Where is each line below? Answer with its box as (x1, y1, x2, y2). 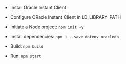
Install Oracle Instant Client (10, 5, 67, 10)
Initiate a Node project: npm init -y (10, 24, 84, 30)
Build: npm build (10, 43, 44, 49)
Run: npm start (10, 53, 41, 59)
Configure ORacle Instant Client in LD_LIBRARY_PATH (10, 14, 121, 20)
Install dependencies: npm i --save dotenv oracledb (10, 34, 119, 39)
